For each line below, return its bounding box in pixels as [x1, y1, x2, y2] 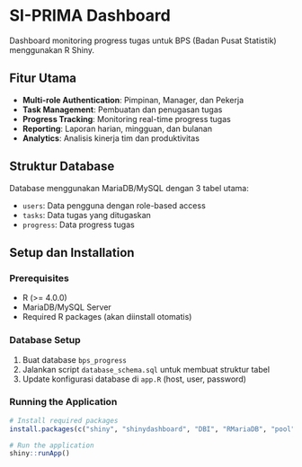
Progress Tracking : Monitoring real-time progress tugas [22, 113, 231, 124]
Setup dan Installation [9, 244, 135, 260]
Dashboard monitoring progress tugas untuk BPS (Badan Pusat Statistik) [9, 35, 277, 46]
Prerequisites [9, 271, 69, 284]
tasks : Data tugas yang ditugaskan [22, 209, 151, 220]
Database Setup [9, 334, 81, 347]
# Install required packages [9, 416, 119, 425]
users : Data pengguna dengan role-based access [22, 199, 207, 211]
